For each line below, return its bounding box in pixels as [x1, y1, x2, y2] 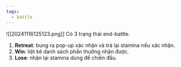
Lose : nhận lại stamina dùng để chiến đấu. [14, 54, 117, 61]
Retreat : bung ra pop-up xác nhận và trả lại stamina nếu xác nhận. [14, 42, 176, 49]
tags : [6, 8, 19, 15]
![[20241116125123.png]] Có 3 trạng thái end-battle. [6, 30, 130, 37]
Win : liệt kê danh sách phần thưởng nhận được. [14, 48, 129, 55]
